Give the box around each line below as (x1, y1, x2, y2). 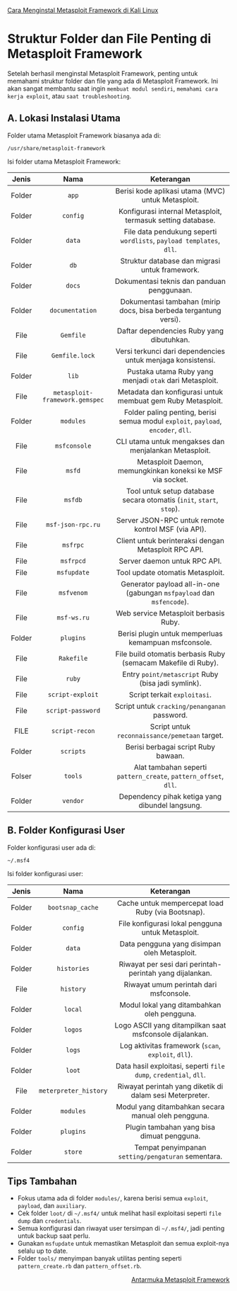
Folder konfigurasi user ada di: (7, 843, 97, 852)
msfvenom (59, 588, 88, 597)
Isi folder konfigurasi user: (7, 869, 83, 877)
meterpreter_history (38, 1086, 108, 1095)
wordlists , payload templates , (120, 235, 221, 245)
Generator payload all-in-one (121, 579, 220, 588)
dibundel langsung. (138, 800, 202, 810)
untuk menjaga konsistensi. (125, 355, 216, 365)
